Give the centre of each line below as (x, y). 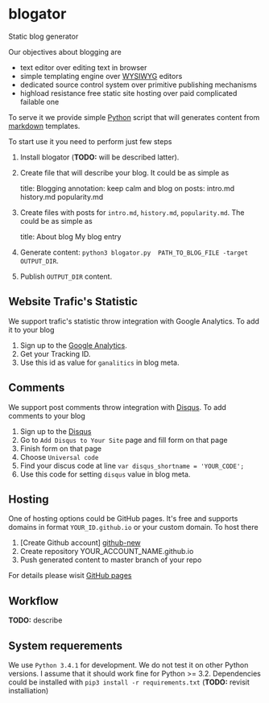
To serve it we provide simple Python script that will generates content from (134, 117)
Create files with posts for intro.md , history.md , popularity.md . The (132, 212)
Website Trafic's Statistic (73, 302)
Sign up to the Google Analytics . (73, 345)
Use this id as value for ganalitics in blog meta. (99, 362)
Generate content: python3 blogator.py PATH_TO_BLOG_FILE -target (134, 252)
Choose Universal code (59, 457)
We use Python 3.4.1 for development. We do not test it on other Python (128, 665)
